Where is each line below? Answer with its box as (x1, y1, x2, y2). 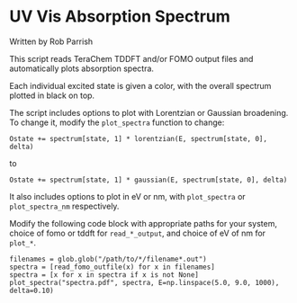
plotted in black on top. (9, 90, 95, 101)
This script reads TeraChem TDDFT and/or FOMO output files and (9, 53, 254, 64)
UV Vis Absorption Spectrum (9, 6, 231, 27)
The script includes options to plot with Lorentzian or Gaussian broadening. (9, 107, 289, 118)
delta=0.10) (9, 286, 54, 295)
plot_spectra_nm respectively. (9, 201, 120, 211)
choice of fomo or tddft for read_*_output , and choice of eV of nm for (9, 227, 266, 238)
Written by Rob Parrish (9, 36, 94, 47)
